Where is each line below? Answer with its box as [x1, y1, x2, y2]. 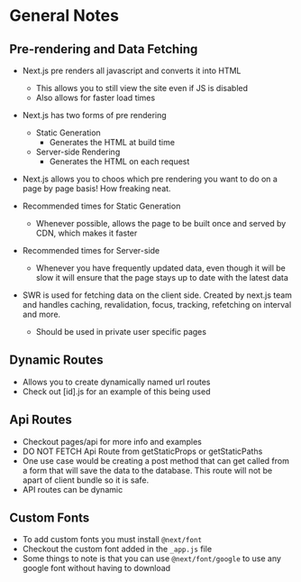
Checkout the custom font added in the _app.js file [22, 543, 213, 555]
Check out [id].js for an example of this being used [22, 385, 211, 397]
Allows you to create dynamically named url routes [22, 376, 211, 387]
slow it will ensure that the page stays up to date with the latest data [35, 273, 288, 282]
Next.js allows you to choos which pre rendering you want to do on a [22, 173, 278, 184]
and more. [22, 309, 61, 319]
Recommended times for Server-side [22, 245, 160, 255]
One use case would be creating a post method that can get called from [22, 455, 290, 466]
